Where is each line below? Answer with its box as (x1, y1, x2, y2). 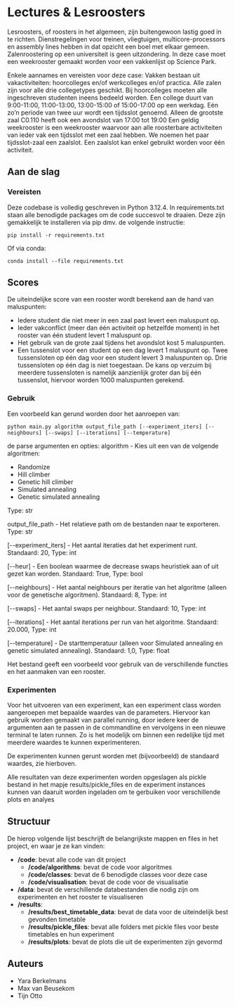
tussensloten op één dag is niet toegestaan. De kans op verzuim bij (17, 361, 212, 370)
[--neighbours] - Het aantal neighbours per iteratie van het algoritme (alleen (7, 583, 227, 591)
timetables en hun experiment (27, 930, 114, 938)
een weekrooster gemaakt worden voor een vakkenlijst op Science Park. (7, 57, 217, 65)
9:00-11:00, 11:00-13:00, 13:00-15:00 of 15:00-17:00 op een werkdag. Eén (7, 100, 219, 109)
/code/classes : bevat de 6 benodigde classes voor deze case (27, 870, 208, 878)
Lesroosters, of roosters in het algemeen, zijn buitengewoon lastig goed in (7, 27, 222, 36)
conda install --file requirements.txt (7, 257, 124, 264)
